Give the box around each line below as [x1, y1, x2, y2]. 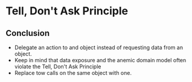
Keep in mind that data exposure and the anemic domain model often [14, 57, 187, 63]
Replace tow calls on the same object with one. [14, 69, 132, 76]
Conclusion [5, 28, 50, 38]
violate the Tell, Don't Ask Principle [14, 63, 101, 70]
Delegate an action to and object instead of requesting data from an [14, 44, 184, 51]
